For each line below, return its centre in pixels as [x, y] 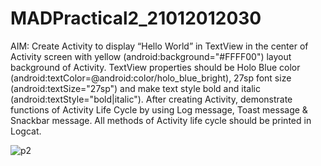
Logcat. [26, 131]
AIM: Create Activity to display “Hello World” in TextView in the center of [159, 46]
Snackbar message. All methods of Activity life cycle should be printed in [161, 120]
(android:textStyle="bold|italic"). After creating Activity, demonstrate [151, 99]
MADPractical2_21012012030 [136, 18]
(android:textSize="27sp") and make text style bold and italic [135, 88]
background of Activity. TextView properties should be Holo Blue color [155, 67]
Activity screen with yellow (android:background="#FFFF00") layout [151, 56]
